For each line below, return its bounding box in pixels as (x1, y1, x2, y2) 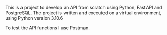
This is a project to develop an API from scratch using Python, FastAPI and (5, 5, 162, 10)
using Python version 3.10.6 (5, 15, 64, 21)
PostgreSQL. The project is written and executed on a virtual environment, (5, 10, 162, 16)
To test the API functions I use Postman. (5, 25, 90, 31)
